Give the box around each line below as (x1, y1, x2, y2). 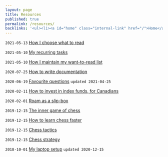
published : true (5, 16, 39, 21)
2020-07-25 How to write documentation (5, 68, 87, 75)
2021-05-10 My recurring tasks (5, 49, 68, 55)
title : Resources (5, 12, 41, 17)
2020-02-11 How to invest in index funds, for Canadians (5, 88, 119, 94)
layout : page (5, 7, 32, 12)
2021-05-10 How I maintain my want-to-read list (5, 59, 103, 65)
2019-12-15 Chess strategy (5, 136, 60, 142)
